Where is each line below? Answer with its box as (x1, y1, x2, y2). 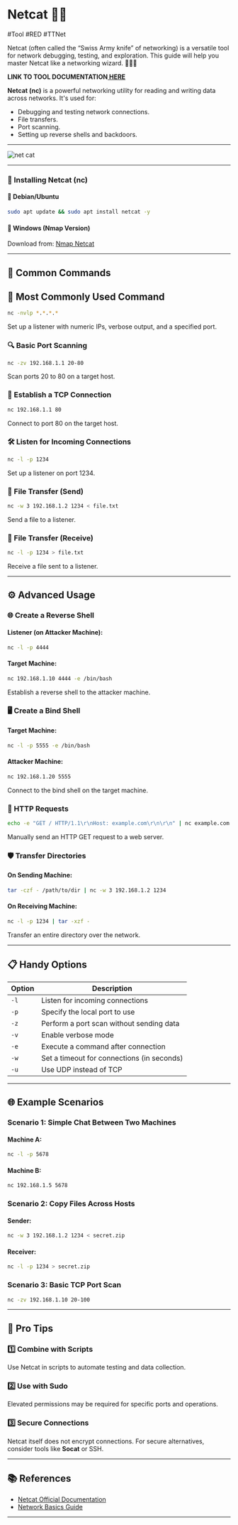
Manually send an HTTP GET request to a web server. (7, 832, 164, 841)
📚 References (7, 1472, 72, 1485)
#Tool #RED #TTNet (7, 30, 66, 38)
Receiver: (7, 1247, 37, 1256)
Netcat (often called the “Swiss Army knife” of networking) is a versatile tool (7, 43, 229, 52)
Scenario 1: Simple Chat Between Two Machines (7, 1117, 177, 1127)
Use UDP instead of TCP (41, 1064, 123, 1074)
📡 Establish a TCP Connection (7, 390, 112, 400)
